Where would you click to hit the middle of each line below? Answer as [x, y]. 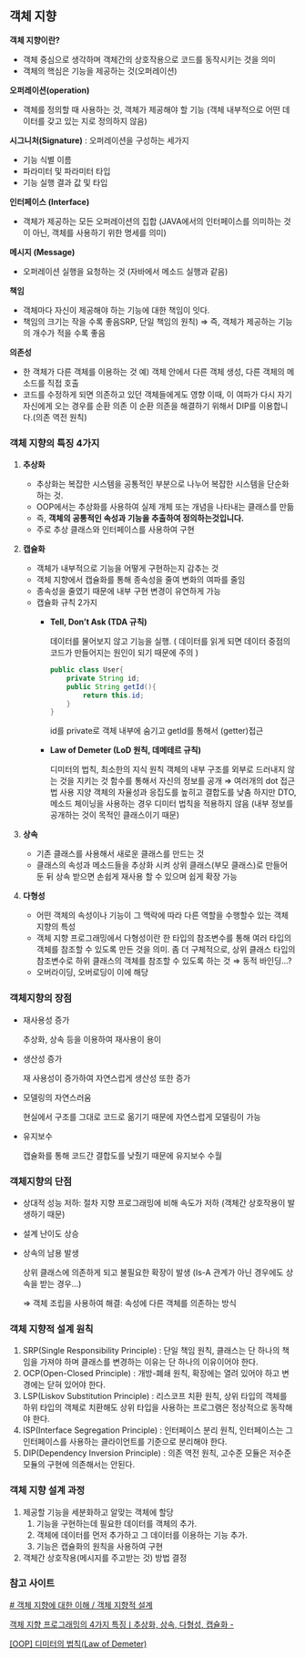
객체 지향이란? [35, 40]
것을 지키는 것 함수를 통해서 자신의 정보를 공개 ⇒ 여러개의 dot [169, 781]
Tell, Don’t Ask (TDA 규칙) [98, 622]
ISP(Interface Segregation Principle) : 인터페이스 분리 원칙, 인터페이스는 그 [158, 1430]
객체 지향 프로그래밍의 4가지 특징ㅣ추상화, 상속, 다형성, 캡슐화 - [122, 1624]
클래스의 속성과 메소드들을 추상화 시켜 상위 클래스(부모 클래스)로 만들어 [162, 865]
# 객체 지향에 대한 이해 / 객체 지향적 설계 [81, 1605]
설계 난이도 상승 [51, 1233]
